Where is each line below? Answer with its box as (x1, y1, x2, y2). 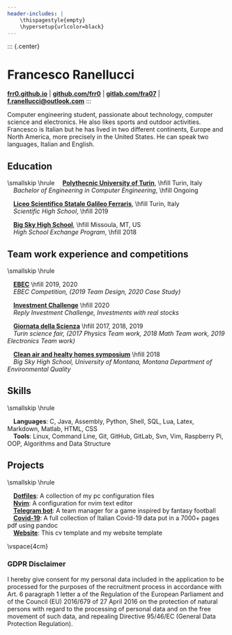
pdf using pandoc (7, 521, 58, 529)
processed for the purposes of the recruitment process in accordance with (7, 582, 222, 590)
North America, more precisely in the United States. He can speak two (7, 133, 209, 141)
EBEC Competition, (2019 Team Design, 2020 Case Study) (13, 287, 181, 296)
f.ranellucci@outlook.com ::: (7, 97, 92, 105)
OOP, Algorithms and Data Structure (7, 439, 111, 448)
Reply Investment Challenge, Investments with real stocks (13, 308, 179, 317)
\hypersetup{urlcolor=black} (20, 23, 105, 30)
